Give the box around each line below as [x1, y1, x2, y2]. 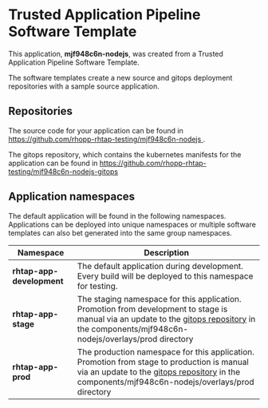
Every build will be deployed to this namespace [77, 270, 254, 281]
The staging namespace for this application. [77, 293, 242, 304]
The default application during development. [77, 260, 243, 271]
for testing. [77, 280, 118, 291]
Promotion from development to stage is [77, 303, 228, 315]
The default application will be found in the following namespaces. [8, 211, 227, 220]
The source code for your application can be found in [8, 125, 183, 135]
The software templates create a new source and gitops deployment [8, 73, 233, 82]
